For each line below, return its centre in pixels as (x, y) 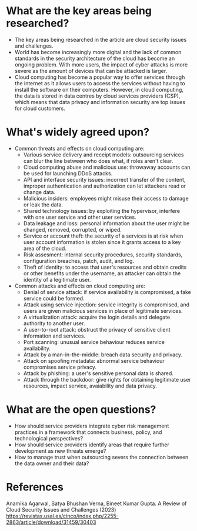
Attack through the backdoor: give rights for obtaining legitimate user (107, 379)
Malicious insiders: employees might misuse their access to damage (106, 198)
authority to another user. (54, 323)
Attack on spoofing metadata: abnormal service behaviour (94, 360)
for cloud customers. (40, 108)
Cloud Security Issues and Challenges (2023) (61, 509)
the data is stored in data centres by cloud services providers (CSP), (97, 96)
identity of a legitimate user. (57, 279)
